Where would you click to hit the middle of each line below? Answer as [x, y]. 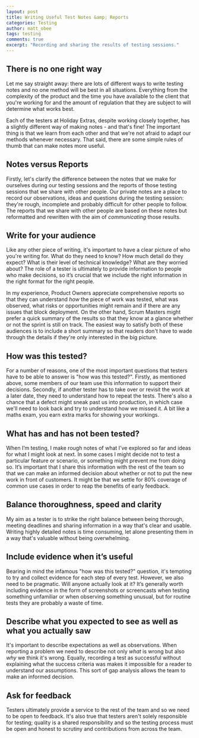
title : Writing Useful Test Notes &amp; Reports [67, 17]
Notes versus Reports [47, 165]
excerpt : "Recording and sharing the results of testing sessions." [93, 45]
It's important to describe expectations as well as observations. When [91, 645]
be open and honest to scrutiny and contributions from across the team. [94, 729]
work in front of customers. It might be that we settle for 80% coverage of [97, 479]
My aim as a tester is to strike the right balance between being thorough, [95, 519]
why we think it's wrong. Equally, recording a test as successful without [94, 658]
